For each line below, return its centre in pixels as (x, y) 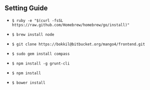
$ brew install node (33, 34)
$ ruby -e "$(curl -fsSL (37, 20)
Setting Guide (26, 8)
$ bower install (28, 83)
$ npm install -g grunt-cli (41, 63)
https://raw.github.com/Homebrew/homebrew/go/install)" (71, 25)
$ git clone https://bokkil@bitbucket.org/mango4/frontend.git (78, 44)
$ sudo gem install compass (41, 54)
